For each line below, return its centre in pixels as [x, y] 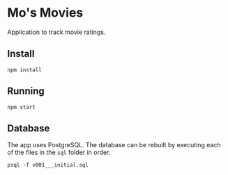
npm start [22, 107]
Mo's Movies [45, 13]
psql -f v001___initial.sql [48, 165]
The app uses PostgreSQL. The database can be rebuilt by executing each [114, 145]
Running [26, 91]
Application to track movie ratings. [56, 32]
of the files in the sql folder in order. [59, 152]
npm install [24, 70]
